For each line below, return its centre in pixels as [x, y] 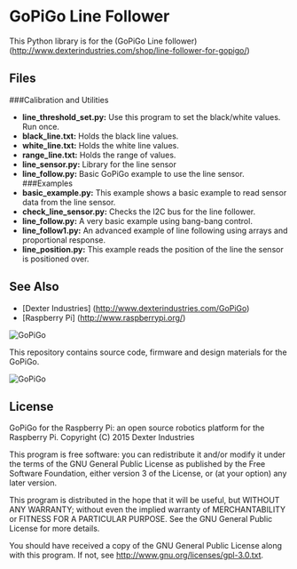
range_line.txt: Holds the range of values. [99, 155]
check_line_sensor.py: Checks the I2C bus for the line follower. [138, 212]
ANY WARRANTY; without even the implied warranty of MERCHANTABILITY [148, 509]
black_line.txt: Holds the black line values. [100, 136]
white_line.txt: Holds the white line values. [100, 145]
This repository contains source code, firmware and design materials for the [148, 352]
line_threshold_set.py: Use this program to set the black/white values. [151, 116]
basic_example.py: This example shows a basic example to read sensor [154, 192]
